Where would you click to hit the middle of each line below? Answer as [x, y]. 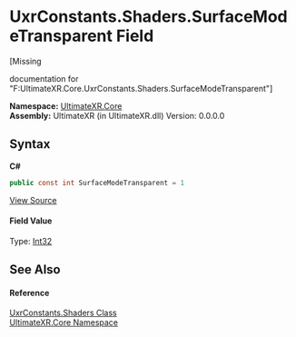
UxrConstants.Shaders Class [63, 313]
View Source [33, 200]
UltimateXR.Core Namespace [64, 322]
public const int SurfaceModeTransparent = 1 [97, 183]
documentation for [44, 78]
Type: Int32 [31, 241]
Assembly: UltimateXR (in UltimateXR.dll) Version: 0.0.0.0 [117, 115]
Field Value [31, 221]
